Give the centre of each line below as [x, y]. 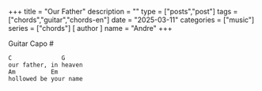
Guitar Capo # [31, 44]
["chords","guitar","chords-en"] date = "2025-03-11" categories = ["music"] [131, 20]
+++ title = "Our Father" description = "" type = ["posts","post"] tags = [123, 11]
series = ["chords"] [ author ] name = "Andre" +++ [90, 28]
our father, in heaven [46, 65]
